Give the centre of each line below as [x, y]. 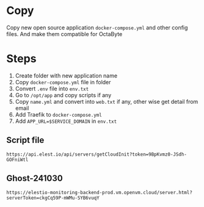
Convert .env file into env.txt [52, 89]
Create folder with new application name [66, 75]
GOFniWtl [17, 159]
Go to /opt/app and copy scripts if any [63, 95]
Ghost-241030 [35, 179]
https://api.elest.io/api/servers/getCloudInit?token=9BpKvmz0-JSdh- [97, 154]
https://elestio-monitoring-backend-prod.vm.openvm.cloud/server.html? [99, 192]
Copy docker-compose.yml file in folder [63, 82]
